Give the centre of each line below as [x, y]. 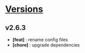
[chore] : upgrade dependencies [46, 45]
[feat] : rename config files [40, 39]
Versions [24, 9]
